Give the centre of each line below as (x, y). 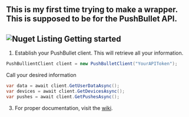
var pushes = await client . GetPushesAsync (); (63, 96)
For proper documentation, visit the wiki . (64, 108)
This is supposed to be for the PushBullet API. (92, 19)
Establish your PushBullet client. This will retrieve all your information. (99, 53)
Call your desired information (41, 75)
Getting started (92, 39)
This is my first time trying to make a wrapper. (92, 10)
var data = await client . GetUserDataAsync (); (63, 86)
